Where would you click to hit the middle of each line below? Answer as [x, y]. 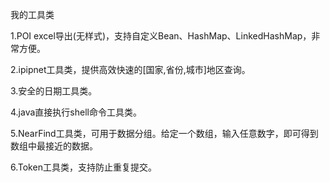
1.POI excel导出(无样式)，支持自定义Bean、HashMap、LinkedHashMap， [161, 36]
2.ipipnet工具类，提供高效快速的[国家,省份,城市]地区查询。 [130, 69]
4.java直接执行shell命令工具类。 [76, 112]
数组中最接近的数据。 [54, 146]
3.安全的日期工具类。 [54, 91]
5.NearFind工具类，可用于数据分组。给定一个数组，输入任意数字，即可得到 [164, 133]
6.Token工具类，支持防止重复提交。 [83, 167]
